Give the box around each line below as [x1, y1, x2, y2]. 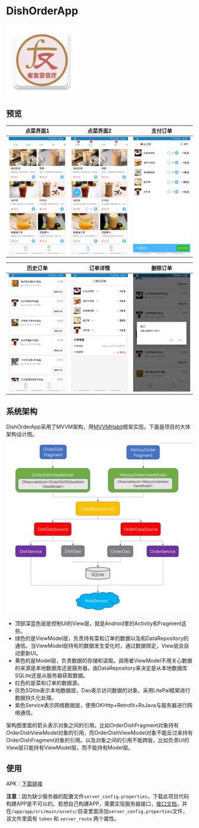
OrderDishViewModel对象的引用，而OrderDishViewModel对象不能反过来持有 [6, 729, 193, 736]
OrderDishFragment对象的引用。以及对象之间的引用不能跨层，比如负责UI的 [6, 736, 190, 744]
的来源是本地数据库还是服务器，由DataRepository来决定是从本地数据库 [14, 664, 188, 672]
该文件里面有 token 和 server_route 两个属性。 [6, 815, 120, 822]
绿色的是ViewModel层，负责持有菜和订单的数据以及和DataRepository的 [14, 635, 189, 642]
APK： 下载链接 [6, 780, 43, 787]
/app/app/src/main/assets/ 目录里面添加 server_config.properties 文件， [11, 807, 188, 814]
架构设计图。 [6, 431, 37, 438]
